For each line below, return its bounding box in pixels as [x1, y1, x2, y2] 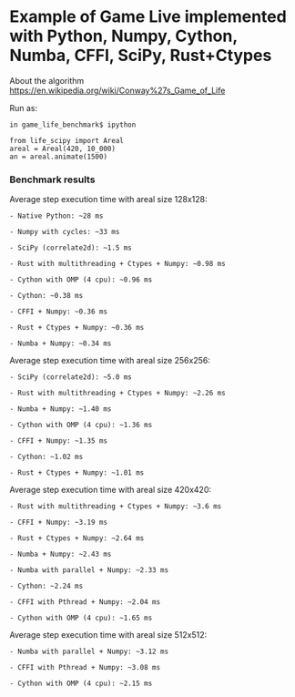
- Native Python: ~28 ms [9, 211, 104, 220]
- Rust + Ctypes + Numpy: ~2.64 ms [9, 534, 145, 543]
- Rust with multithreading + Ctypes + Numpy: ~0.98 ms [9, 260, 226, 269]
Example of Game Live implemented [9, 6, 287, 27]
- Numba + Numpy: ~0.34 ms [9, 339, 112, 348]
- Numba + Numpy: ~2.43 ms [9, 549, 112, 559]
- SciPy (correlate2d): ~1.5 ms [9, 243, 132, 252]
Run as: [9, 102, 38, 113]
